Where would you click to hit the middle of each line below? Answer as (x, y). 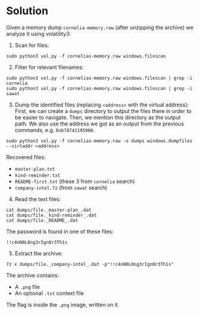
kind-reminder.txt (37, 175)
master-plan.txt (35, 169)
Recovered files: (26, 157)
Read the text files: (38, 199)
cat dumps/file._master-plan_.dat (49, 210)
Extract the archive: (39, 253)
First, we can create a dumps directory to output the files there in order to (103, 111)
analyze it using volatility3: (39, 33)
